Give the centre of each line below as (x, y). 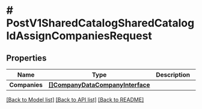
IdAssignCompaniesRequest (79, 36)
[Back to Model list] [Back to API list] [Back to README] (75, 100)
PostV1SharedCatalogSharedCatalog (100, 23)
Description (173, 75)
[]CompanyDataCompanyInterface (99, 85)
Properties (26, 58)
